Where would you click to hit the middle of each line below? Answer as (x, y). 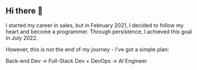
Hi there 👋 (24, 11)
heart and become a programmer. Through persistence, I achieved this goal (99, 31)
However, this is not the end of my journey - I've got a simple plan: (87, 49)
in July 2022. (22, 38)
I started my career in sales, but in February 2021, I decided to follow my (95, 25)
